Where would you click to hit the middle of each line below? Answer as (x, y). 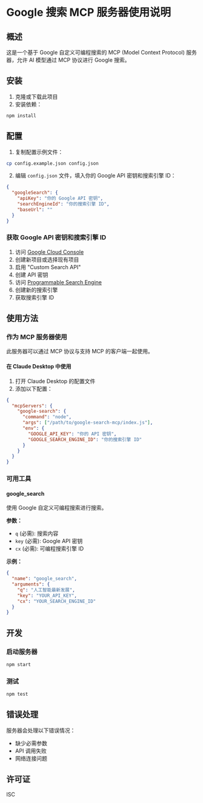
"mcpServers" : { (32, 406)
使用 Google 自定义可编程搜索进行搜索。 (57, 508)
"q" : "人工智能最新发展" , (46, 590)
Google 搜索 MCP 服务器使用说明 (89, 12)
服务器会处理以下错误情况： (41, 730)
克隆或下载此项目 (36, 96)
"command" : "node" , (47, 417)
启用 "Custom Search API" (48, 267)
